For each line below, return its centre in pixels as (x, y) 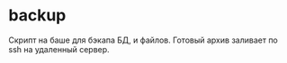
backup (37, 16)
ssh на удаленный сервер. (59, 49)
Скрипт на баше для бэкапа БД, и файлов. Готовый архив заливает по (143, 40)
